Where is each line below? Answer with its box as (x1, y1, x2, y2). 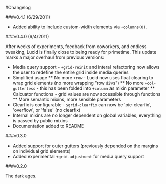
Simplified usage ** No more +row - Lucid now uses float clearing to (12, 75, 154, 80)
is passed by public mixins (12, 118, 68, 123)
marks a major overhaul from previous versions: (5, 54, 105, 60)
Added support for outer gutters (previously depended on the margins (12, 143, 158, 149)
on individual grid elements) (12, 148, 71, 154)
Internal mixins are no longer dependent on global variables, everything (12, 112, 161, 118)
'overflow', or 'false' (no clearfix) (12, 107, 81, 113)
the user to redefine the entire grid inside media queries (12, 69, 129, 75)
